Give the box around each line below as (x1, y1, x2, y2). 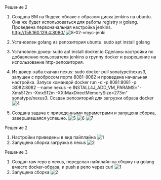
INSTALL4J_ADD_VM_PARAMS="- (73, 85, 142, 90)
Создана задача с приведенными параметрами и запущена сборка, (11, 110, 156, 116)
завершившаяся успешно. (11, 115, 67, 121)
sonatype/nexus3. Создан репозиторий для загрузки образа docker (11, 95, 154, 101)
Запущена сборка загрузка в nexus (11, 139, 86, 145)
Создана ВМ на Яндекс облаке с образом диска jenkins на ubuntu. (11, 14, 152, 19)
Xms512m (11, 90, 32, 95)
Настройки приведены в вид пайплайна (11, 135, 96, 140)
